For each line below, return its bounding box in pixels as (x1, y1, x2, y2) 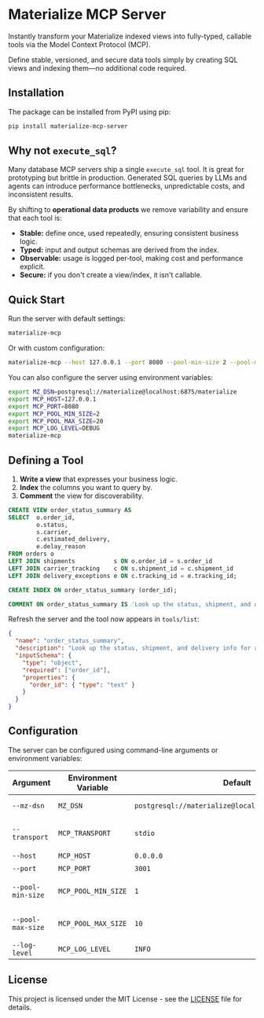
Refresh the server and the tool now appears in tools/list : (8, 614, 200, 624)
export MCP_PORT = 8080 (8, 402, 79, 410)
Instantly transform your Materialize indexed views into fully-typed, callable (8, 31, 252, 41)
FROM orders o (8, 550, 55, 558)
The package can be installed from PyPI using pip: (8, 107, 171, 116)
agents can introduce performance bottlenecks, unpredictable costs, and (8, 181, 245, 191)
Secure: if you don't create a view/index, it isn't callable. (19, 270, 203, 280)
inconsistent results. (8, 190, 74, 200)
